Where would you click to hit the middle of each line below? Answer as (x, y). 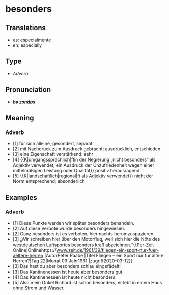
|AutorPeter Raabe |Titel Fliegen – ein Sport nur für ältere (104, 256)
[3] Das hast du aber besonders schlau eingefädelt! (67, 266)
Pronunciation (28, 90)
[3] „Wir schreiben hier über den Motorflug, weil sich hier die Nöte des (86, 239)
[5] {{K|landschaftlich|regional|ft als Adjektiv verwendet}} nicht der (83, 176)
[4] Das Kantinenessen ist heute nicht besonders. (65, 277)
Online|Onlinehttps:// (35, 250)
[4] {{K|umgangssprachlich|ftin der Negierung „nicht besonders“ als (84, 160)
